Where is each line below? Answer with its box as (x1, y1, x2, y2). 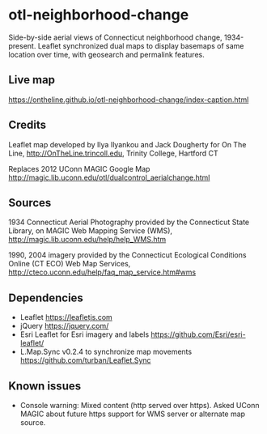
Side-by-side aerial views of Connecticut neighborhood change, (8, 32, 222, 42)
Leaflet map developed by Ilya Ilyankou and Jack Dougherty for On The (8, 139, 247, 149)
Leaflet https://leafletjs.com (19, 313, 113, 322)
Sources (8, 196, 52, 210)
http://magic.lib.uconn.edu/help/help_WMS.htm (8, 235, 167, 245)
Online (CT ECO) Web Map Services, (8, 259, 131, 269)
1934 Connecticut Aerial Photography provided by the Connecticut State (8, 217, 250, 228)
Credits (8, 118, 47, 132)
